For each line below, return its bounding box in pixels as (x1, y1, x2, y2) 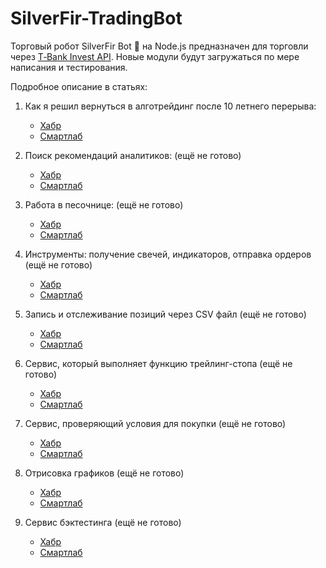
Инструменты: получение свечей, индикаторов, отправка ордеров (24, 248, 312, 260)
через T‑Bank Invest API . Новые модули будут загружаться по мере (10, 50, 300, 62)
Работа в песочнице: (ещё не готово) (24, 198, 184, 211)
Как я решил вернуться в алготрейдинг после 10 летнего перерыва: (24, 100, 317, 112)
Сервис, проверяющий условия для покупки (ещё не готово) (24, 417, 287, 429)
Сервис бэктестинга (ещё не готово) (24, 516, 182, 528)
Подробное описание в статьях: (10, 80, 148, 92)
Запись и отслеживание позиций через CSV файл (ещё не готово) (24, 308, 307, 320)
